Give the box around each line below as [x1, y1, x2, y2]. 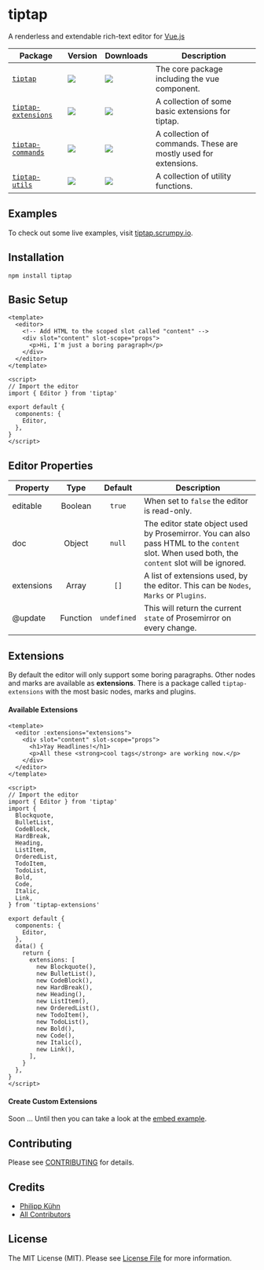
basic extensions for [156, 105, 231, 116]
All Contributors [19, 1209, 71, 1220]
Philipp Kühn [19, 1202, 61, 1211]
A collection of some [156, 96, 232, 107]
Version [67, 50, 97, 61]
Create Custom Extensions [8, 1096, 98, 1106]
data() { [15, 942, 44, 951]
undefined [99, 613, 137, 623]
